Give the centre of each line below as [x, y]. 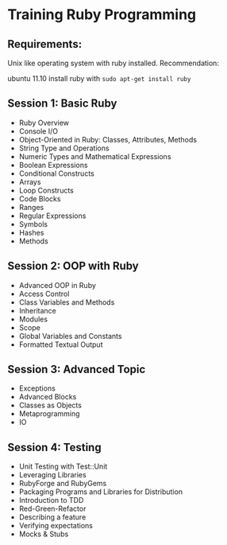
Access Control [44, 294]
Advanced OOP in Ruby [58, 285]
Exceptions [37, 388]
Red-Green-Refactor [52, 509]
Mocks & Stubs [44, 534]
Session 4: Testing [54, 447]
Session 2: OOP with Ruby [73, 266]
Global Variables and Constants [70, 336]
